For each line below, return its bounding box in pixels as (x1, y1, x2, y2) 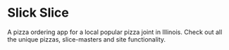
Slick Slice (7, 5, 69, 21)
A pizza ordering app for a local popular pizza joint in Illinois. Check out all (7, 28, 223, 36)
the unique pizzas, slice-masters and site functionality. (7, 35, 166, 43)
